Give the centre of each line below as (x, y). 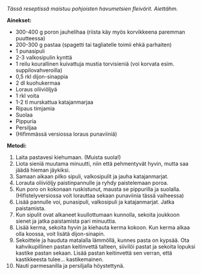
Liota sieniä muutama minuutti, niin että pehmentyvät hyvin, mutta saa (102, 164)
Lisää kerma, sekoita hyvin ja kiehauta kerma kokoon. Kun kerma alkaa (103, 227)
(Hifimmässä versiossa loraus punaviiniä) (66, 134)
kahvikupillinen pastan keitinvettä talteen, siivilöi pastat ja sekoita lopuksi (105, 246)
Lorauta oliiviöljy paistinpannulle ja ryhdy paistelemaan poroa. (92, 183)
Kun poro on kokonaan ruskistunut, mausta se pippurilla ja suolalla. (98, 189)
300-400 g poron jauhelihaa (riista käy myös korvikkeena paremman (100, 32)
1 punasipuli (30, 51)
